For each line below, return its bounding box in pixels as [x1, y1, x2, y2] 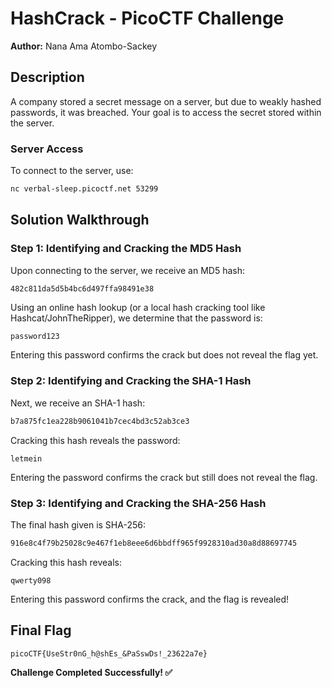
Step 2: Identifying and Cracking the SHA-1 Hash [10, 374, 252, 388]
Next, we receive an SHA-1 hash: [10, 397, 146, 409]
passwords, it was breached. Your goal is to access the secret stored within [10, 106, 322, 118]
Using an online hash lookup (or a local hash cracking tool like [10, 302, 266, 314]
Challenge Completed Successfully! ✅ [10, 666, 173, 678]
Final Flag [10, 622, 72, 639]
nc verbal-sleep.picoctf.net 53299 [10, 184, 159, 194]
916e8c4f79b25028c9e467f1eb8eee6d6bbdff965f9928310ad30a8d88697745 [10, 538, 298, 548]
